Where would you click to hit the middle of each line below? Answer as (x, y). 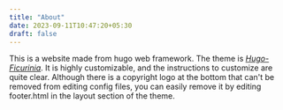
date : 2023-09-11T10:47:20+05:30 (71, 26)
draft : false (33, 33)
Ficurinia (25, 68)
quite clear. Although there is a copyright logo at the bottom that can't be (142, 77)
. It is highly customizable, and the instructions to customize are (157, 68)
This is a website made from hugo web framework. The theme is (126, 59)
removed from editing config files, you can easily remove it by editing (135, 87)
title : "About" (37, 17)
